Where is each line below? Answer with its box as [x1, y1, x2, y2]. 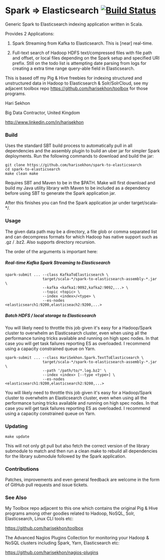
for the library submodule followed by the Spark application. [5, 453, 127, 459]
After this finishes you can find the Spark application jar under [5, 200, 131, 206]
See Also [5, 494, 27, 501]
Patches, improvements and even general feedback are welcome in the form [5, 477, 160, 483]
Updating [5, 423, 28, 430]
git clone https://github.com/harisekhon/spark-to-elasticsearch [5, 163, 141, 168]
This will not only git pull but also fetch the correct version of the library [5, 442, 150, 448]
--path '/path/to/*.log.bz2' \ [42, 368, 107, 373]
